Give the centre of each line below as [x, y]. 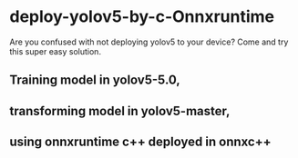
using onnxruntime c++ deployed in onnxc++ [140, 142]
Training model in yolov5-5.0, [95, 80]
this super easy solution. [56, 51]
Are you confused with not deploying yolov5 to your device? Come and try [149, 42]
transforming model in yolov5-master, [120, 111]
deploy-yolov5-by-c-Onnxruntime [142, 17]
